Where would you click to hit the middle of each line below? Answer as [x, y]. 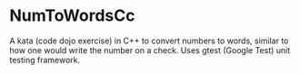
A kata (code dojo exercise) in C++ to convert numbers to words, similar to [149, 41]
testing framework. [45, 60]
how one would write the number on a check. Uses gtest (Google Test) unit [150, 50]
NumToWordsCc [72, 16]
